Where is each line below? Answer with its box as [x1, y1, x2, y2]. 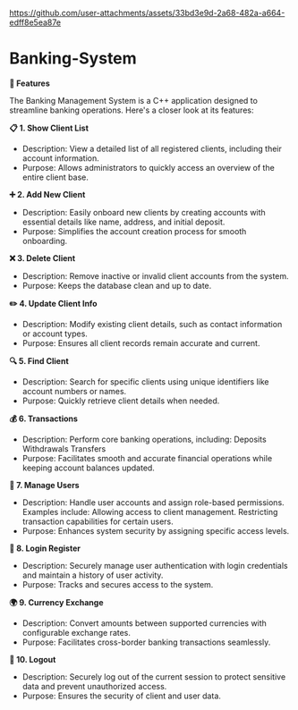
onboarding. [21, 235, 68, 246]
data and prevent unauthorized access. [21, 680, 167, 691]
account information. [21, 152, 100, 164]
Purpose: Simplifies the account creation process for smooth [21, 225, 247, 236]
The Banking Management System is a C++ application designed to [9, 95, 258, 106]
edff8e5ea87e [9, 17, 61, 28]
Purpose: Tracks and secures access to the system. [21, 579, 214, 589]
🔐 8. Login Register [9, 543, 81, 554]
